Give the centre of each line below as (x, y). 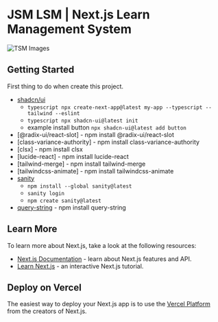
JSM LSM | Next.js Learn (79, 15)
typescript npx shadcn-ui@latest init (83, 121)
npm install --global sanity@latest (80, 186)
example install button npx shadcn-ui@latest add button (107, 127)
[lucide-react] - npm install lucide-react (73, 156)
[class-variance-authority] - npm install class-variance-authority (108, 142)
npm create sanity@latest (64, 201)
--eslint (68, 113)
